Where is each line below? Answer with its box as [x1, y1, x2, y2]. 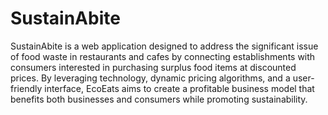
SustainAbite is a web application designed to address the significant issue [10, 40, 319, 52]
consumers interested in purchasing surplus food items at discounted [10, 61, 297, 73]
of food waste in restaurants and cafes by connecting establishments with [10, 50, 316, 62]
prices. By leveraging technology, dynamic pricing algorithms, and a [10, 72, 291, 84]
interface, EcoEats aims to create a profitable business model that [44, 82, 315, 94]
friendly [10, 82, 43, 94]
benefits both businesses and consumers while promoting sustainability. [10, 93, 308, 105]
